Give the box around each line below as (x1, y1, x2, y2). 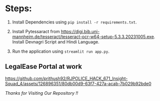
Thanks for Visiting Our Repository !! (5, 90, 79, 96)
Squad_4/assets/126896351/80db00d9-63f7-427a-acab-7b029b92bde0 (5, 81, 152, 86)
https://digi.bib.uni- (60, 28, 100, 34)
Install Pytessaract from (12, 28, 60, 34)
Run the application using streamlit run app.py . (12, 48, 110, 54)
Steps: (5, 3, 32, 14)
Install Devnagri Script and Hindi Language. (12, 39, 100, 44)
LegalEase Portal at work (5, 62, 82, 71)
